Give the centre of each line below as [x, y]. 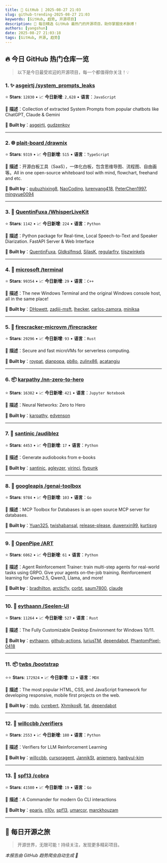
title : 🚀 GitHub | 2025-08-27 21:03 [43, 10]
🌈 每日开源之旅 [28, 832]
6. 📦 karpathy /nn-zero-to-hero [45, 380]
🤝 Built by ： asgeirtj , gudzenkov [38, 125]
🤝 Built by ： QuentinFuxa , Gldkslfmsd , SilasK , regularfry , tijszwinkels [75, 251]
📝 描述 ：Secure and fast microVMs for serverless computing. [68, 351]
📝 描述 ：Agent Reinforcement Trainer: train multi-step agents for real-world [83, 567]
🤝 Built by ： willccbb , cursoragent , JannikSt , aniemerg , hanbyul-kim [75, 758]
